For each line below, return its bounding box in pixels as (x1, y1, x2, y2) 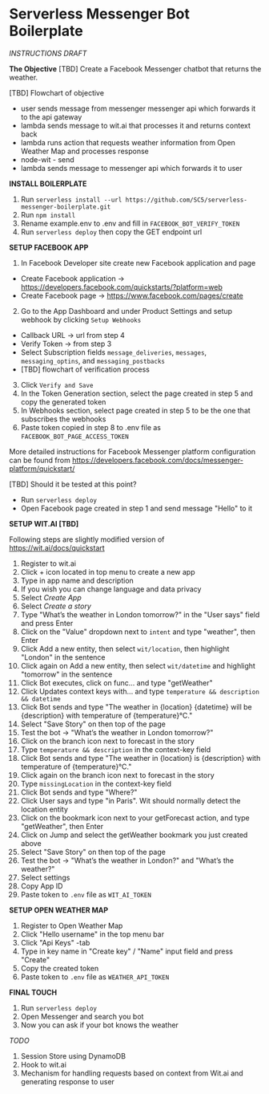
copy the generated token (20, 397, 106, 406)
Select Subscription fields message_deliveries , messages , (20, 347, 207, 357)
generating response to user (20, 1076, 115, 1086)
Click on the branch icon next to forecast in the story (20, 736, 195, 746)
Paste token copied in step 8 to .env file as (20, 422, 161, 432)
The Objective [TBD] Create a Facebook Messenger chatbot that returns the (9, 63, 262, 73)
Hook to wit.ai (20, 1059, 67, 1069)
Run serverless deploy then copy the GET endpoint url (20, 226, 203, 237)
